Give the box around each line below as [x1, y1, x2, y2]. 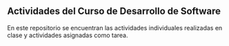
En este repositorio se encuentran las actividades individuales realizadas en [7, 23, 223, 32]
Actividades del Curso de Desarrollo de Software [7, 5, 221, 17]
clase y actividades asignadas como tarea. [7, 31, 128, 39]
